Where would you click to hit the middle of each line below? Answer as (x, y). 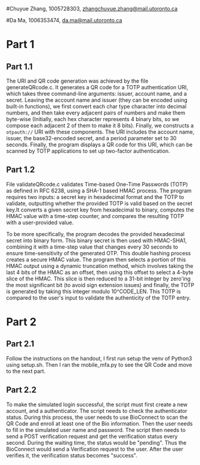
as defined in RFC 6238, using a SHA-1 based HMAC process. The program (99, 191)
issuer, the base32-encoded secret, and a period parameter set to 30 (92, 138)
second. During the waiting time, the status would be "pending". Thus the (96, 442)
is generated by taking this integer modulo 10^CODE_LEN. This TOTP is (93, 291)
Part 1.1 (19, 66)
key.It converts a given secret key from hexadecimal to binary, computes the (100, 210)
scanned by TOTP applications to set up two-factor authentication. (88, 151)
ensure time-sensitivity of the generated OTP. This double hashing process (99, 253)
